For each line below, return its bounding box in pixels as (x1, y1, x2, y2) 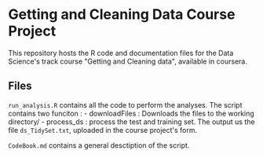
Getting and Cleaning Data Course (8, 6, 236, 24)
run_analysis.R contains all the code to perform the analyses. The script (8, 100, 243, 109)
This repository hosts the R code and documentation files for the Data (8, 48, 234, 57)
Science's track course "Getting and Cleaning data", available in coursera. (8, 57, 247, 66)
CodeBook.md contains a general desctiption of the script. (8, 140, 190, 150)
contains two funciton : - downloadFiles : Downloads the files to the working (8, 108, 255, 118)
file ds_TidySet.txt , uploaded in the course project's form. (8, 125, 198, 134)
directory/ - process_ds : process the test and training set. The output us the (8, 116, 255, 127)
